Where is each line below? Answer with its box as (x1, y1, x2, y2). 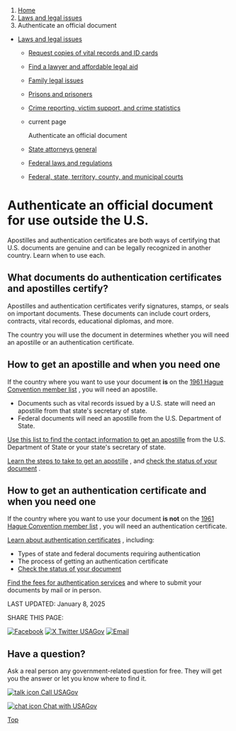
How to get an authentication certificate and (7, 484, 207, 497)
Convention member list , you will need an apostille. (7, 385, 158, 394)
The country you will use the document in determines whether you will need (7, 330, 230, 339)
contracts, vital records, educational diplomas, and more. (7, 316, 174, 325)
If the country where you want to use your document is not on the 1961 (7, 514, 215, 523)
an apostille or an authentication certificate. (7, 337, 135, 347)
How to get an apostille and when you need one (7, 359, 221, 371)
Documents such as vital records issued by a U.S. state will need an (17, 399, 215, 407)
